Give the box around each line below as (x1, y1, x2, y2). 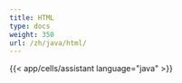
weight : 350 (9, 30, 54, 39)
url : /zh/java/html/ (9, 38, 88, 48)
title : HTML (9, 13, 54, 23)
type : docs (9, 22, 51, 31)
